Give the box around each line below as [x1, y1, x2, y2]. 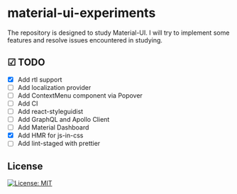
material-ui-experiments [7, 5, 156, 21]
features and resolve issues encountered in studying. [7, 35, 163, 44]
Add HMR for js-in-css [17, 131, 84, 139]
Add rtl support [17, 75, 62, 84]
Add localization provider [17, 83, 92, 91]
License [7, 160, 43, 172]
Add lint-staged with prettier [17, 139, 101, 148]
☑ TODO [7, 57, 45, 69]
